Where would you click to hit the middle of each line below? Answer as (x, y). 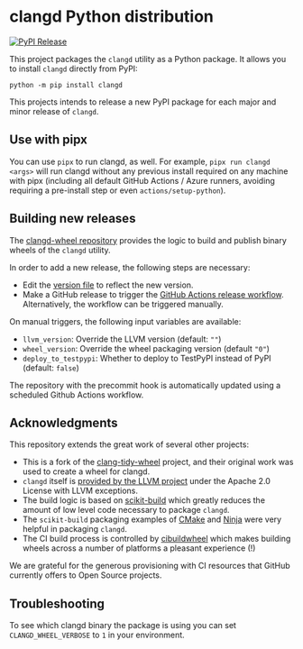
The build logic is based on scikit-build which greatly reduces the (144, 500)
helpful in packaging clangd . (75, 529)
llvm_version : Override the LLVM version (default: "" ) (122, 339)
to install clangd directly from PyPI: (73, 69)
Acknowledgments (64, 422)
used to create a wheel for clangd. (86, 471)
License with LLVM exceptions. (80, 491)
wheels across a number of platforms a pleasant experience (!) (139, 548)
